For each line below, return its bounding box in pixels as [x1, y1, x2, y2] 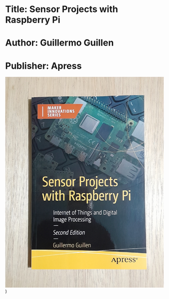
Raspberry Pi [5, 14, 60, 26]
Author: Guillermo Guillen [5, 37, 114, 49]
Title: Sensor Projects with [5, 4, 118, 15]
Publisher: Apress [5, 60, 82, 71]
